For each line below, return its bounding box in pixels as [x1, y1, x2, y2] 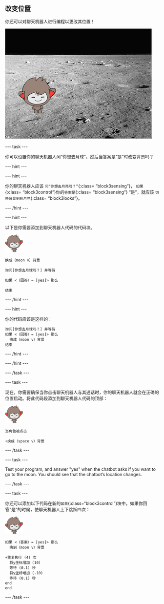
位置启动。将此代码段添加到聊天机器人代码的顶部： [5, 395, 108, 401]
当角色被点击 [5, 429, 27, 434]
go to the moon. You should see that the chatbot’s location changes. [5, 471, 143, 477]
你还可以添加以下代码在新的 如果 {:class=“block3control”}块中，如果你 [5, 500, 143, 506]
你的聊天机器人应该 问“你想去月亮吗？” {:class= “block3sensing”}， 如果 [5, 183, 143, 189]
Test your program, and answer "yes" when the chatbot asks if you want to [5, 466, 156, 472]
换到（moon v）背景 [9, 545, 45, 550]
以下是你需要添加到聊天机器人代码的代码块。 [5, 224, 95, 230]
